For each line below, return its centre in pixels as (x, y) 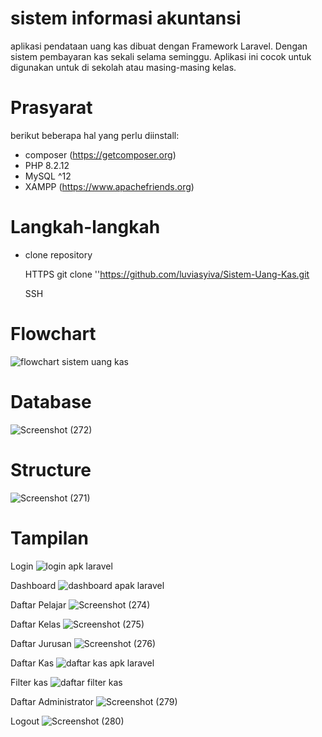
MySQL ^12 (48, 176)
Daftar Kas (32, 663)
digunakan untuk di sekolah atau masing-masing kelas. (123, 67)
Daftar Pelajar (38, 604)
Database (51, 401)
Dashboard (33, 585)
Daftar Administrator (52, 701)
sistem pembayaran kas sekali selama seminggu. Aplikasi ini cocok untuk (161, 56)
